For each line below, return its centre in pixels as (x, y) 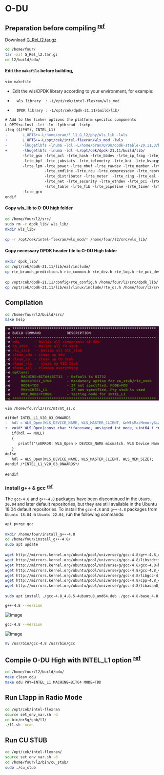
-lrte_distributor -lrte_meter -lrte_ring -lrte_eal (100, 177)
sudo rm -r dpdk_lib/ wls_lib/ (37, 224)
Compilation (24, 303)
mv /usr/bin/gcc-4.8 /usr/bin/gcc (40, 643)
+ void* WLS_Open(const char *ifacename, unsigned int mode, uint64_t (79, 428)
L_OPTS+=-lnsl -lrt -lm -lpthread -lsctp (48, 125)
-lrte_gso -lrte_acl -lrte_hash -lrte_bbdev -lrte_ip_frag (84, 155)
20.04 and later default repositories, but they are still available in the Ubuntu (81, 504)
